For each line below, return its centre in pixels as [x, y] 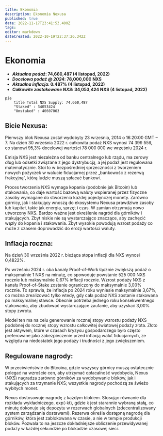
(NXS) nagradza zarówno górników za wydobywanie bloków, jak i [70, 378]
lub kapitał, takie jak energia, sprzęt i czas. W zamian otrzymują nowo [74, 208]
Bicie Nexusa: [26, 126]
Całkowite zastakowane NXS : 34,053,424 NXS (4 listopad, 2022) [80, 89]
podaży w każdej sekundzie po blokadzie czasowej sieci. [62, 429]
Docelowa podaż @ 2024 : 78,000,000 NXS [57, 79]
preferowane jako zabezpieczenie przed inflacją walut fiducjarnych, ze [76, 336]
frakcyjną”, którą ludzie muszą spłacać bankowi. [53, 178]
